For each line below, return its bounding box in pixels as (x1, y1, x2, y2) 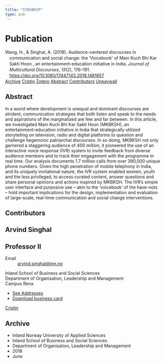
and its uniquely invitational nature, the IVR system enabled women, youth (5, 168, 155, 174)
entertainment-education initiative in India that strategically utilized (5, 127, 140, 132)
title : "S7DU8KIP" (5, 7, 43, 12)
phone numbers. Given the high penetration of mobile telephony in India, (5, 163, 152, 169)
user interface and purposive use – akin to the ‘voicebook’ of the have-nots (5, 184, 158, 190)
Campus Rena (5, 281, 33, 287)
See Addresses (12, 290, 43, 296)
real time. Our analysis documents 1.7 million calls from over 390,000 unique (5, 158, 160, 164)
